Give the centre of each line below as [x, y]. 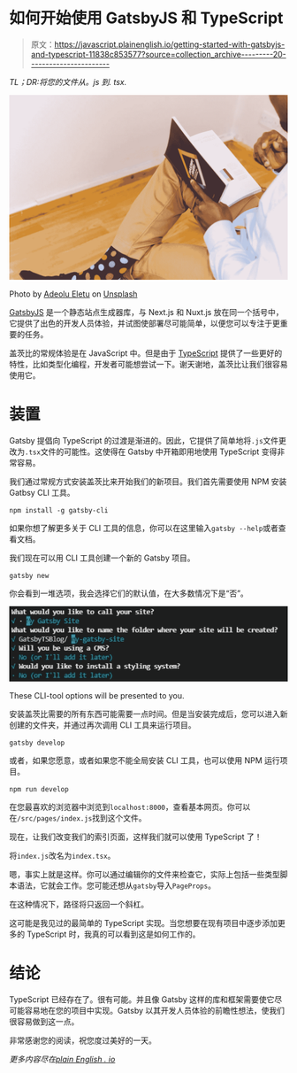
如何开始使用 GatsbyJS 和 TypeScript [146, 18]
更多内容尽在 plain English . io [62, 1060]
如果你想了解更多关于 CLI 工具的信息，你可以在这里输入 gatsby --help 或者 [144, 528]
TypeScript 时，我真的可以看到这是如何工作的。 [113, 934]
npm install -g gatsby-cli [59, 510]
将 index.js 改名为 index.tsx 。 [62, 856]
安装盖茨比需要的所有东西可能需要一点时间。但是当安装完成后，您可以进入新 [148, 714]
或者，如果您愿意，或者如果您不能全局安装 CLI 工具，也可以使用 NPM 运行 [145, 760]
